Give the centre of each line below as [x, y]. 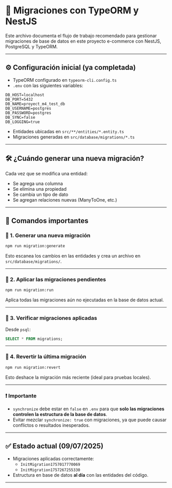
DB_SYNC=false [20, 117]
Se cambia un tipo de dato [40, 194]
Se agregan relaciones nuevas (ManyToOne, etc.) [65, 200]
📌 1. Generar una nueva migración [48, 235]
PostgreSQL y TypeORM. [31, 46]
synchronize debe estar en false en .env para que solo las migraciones [89, 409]
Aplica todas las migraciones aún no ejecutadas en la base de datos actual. [85, 300]
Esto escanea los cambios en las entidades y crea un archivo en [73, 256]
